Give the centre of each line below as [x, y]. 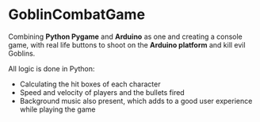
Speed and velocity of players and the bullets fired [102, 92]
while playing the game [57, 109]
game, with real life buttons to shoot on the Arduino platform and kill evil [127, 44]
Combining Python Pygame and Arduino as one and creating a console [126, 36]
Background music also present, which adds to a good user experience [136, 101]
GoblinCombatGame [76, 15]
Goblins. [22, 53]
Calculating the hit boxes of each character [90, 84]
